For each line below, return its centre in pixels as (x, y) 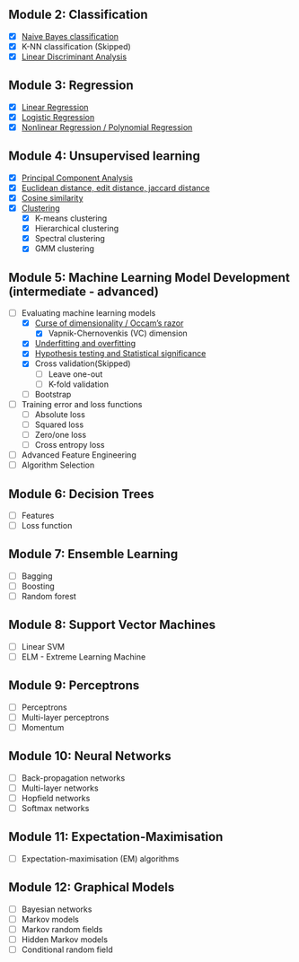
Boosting (38, 586)
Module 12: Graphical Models (92, 888)
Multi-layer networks (60, 788)
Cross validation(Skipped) (83, 363)
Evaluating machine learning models (88, 313)
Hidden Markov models (65, 939)
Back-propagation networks (73, 778)
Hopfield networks (56, 798)
